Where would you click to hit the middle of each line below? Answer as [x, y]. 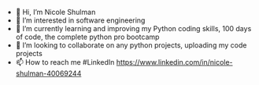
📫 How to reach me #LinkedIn [65, 62]
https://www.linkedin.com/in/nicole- [175, 62]
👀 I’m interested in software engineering [80, 20]
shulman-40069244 [48, 73]
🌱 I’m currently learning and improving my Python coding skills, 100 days [133, 28]
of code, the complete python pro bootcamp [87, 37]
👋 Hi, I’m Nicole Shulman [55, 12]
